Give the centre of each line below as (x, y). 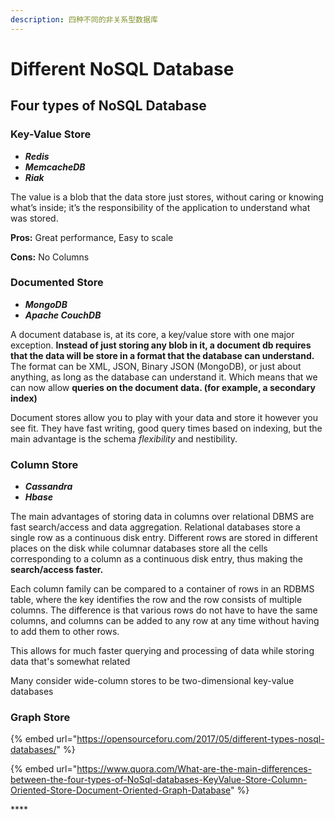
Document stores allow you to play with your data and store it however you (164, 417)
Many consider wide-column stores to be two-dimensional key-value (152, 681)
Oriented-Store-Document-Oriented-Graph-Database (121, 790)
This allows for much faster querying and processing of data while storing (162, 651)
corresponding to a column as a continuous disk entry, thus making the (156, 559)
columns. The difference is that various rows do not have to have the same (164, 610)
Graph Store (40, 718)
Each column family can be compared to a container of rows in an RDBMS (162, 589)
